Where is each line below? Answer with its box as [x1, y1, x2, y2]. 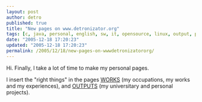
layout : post [6, 8, 39, 15]
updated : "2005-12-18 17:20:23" [6, 43, 87, 49]
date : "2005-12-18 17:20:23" [6, 37, 79, 43]
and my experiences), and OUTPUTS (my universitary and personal [6, 82, 173, 89]
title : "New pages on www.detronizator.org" [6, 25, 120, 32]
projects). [6, 88, 30, 96]
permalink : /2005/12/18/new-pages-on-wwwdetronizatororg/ [6, 48, 155, 54]
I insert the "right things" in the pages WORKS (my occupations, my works [6, 76, 191, 83]
